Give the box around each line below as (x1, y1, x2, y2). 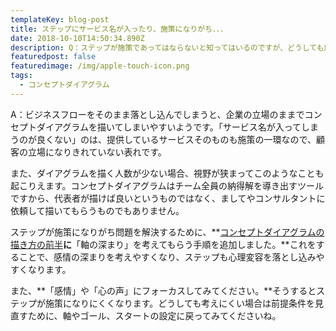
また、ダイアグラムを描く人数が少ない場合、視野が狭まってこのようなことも (10, 167, 325, 179)
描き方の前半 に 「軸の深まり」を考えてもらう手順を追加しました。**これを (10, 238, 317, 250)
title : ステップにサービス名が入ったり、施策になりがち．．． (10, 24, 228, 34)
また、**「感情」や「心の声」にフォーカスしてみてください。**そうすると (10, 284, 317, 296)
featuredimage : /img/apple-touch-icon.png (10, 61, 190, 71)
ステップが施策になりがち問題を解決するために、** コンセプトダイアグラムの (10, 226, 325, 238)
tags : (10, 71, 33, 81)
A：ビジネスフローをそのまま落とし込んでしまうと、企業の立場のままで (10, 108, 305, 120)
